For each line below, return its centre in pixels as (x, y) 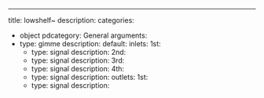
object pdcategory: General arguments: (83, 35)
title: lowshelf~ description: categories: (71, 20)
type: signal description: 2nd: (79, 52)
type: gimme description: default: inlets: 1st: (90, 44)
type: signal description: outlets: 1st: (90, 77)
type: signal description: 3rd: (78, 60)
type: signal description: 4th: (77, 69)
